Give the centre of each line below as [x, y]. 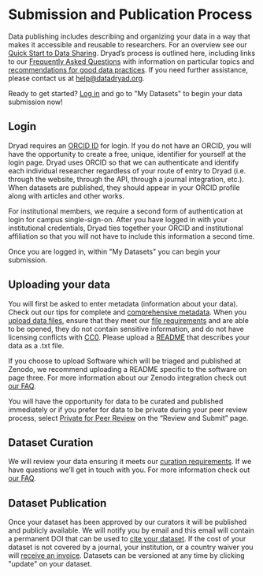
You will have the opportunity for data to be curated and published [116, 401]
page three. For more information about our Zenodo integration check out [127, 377]
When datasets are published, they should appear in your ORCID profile [124, 188]
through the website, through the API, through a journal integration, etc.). [126, 179]
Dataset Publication [57, 503]
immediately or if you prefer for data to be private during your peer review [128, 409]
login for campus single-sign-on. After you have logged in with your [118, 219]
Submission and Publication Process [130, 15]
